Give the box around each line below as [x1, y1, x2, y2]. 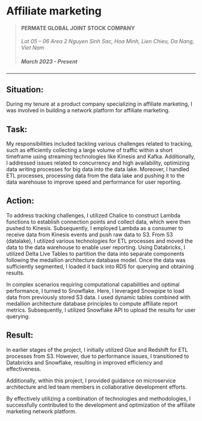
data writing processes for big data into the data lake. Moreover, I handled [6, 165, 189, 172]
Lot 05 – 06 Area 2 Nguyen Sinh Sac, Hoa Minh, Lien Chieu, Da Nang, [20, 38, 194, 45]
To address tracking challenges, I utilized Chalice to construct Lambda [6, 211, 180, 219]
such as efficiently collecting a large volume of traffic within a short [6, 146, 173, 154]
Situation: [6, 84, 44, 94]
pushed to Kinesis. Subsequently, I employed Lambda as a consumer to [6, 224, 183, 232]
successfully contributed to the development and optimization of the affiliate [6, 401, 195, 408]
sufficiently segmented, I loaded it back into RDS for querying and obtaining [6, 262, 194, 270]
